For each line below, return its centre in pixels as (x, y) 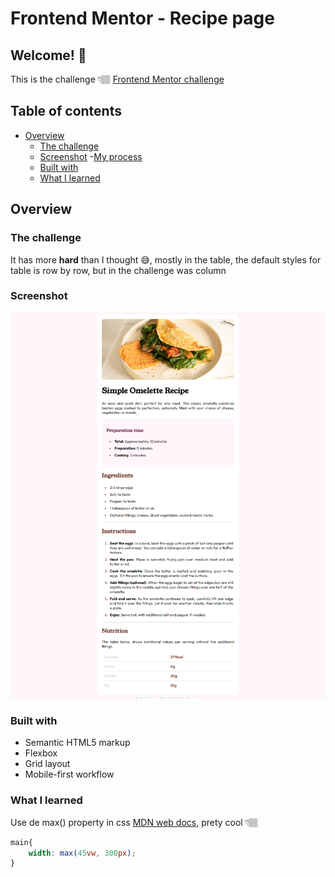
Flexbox (41, 753)
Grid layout (47, 764)
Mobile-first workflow (69, 774)
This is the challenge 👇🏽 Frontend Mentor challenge (117, 79)
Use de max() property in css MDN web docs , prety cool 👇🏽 (134, 822)
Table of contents (66, 111)
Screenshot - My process (91, 156)
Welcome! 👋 (48, 55)
